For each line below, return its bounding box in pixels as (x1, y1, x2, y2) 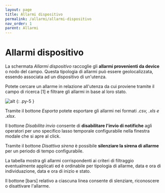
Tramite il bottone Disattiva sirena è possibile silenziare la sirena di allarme (5, 143, 159, 149)
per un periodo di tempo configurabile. (5, 148, 84, 154)
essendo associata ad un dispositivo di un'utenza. (5, 74, 107, 80)
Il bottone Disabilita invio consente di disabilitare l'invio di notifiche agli (5, 123, 152, 129)
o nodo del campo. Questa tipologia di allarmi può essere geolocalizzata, (5, 69, 154, 75)
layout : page (5, 7, 32, 12)
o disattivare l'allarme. (5, 183, 50, 189)
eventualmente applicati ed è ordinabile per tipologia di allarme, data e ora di (5, 163, 161, 169)
